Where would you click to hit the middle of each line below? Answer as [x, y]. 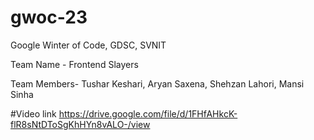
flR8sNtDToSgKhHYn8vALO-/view [80, 124]
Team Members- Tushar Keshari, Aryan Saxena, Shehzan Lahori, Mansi [157, 83]
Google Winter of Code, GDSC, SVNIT [88, 45]
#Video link [33, 113]
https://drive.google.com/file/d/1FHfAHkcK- [148, 113]
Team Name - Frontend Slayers [74, 64]
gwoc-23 [49, 17]
